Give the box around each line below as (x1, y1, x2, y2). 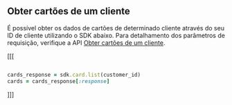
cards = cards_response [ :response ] (7, 77, 110, 85)
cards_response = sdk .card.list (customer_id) (7, 71, 141, 78)
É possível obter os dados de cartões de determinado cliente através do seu (7, 23, 225, 32)
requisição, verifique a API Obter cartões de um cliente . (7, 38, 166, 47)
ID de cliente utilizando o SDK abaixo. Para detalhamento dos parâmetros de (7, 31, 225, 39)
